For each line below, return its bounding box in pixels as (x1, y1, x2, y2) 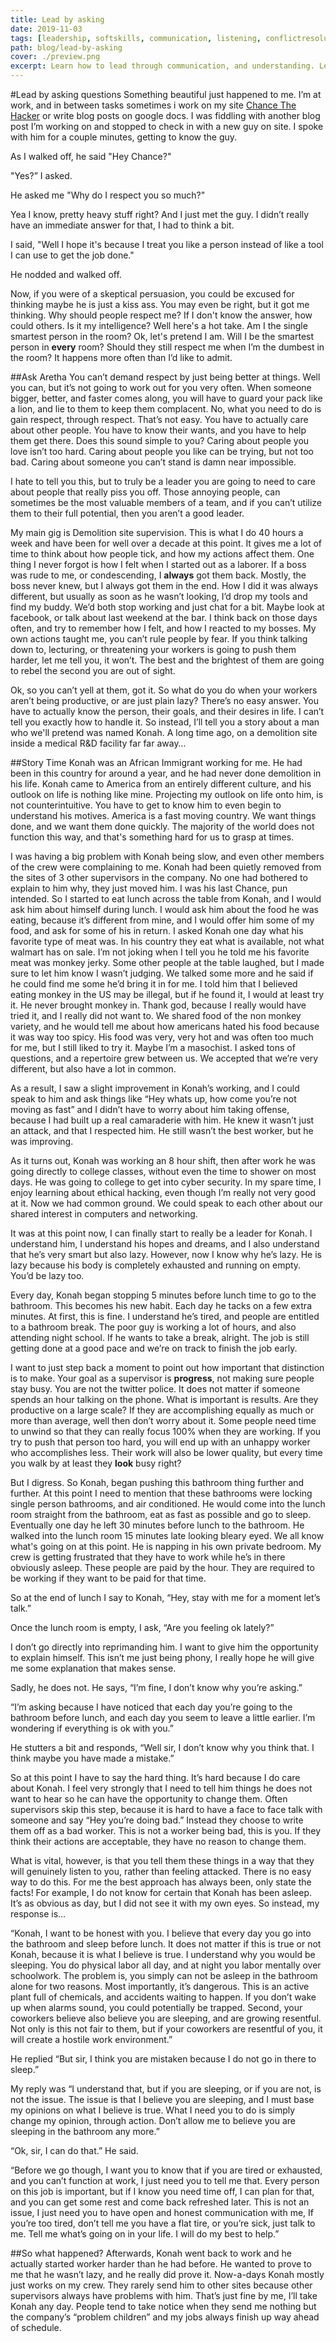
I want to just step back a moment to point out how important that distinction (10, 1362, 325, 1373)
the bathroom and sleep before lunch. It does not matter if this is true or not (10, 1938, 322, 1950)
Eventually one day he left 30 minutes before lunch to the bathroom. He (10, 1519, 305, 1531)
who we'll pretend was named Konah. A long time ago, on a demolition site (10, 727, 318, 738)
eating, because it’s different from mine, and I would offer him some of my (10, 914, 315, 926)
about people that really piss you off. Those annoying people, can (10, 486, 281, 498)
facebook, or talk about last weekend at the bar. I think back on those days (10, 612, 318, 623)
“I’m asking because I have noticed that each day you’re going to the (10, 1701, 293, 1713)
